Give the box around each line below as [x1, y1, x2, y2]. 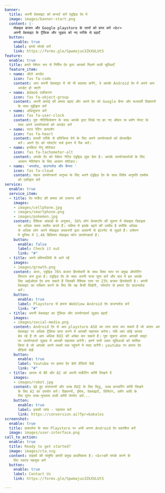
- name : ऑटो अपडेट [9, 72, 44, 77]
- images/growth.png [13, 265, 56, 269]
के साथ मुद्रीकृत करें [17, 104, 47, 109]
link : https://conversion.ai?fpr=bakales [17, 411, 104, 417]
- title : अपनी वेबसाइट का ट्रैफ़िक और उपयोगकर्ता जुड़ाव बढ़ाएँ [9, 311, 107, 315]
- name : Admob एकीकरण [9, 90, 52, 95]
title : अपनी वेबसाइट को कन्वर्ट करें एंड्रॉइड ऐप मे [9, 12, 88, 17]
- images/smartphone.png [13, 210, 65, 215]
